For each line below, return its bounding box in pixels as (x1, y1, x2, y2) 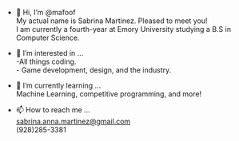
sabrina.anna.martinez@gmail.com (15, 116, 131, 126)
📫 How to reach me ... (15, 105, 90, 115)
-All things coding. (15, 57, 77, 66)
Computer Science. (15, 33, 80, 42)
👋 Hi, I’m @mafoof (15, 8, 76, 17)
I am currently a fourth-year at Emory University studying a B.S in (15, 25, 232, 33)
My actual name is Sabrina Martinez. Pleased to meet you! (15, 16, 208, 25)
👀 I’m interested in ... (15, 49, 84, 57)
